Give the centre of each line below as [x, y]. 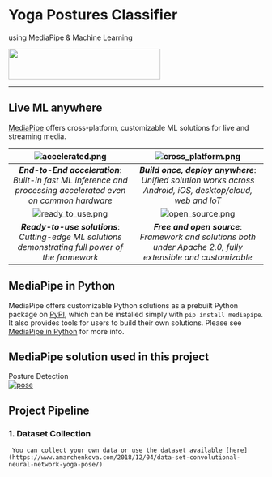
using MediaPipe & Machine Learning [71, 37]
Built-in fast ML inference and [70, 180]
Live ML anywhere [55, 108]
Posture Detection [38, 376]
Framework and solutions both [198, 237]
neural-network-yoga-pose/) [56, 465]
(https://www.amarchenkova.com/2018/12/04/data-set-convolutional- [125, 458]
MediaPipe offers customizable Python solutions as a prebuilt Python [123, 305]
